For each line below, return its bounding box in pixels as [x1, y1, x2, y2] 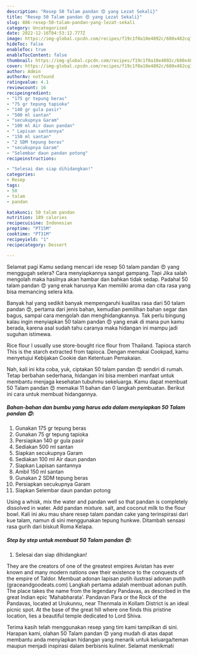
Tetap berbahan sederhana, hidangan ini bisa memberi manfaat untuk [6, 372, 175, 379]
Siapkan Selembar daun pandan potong [15, 487, 111, 494]
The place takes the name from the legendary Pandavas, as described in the [6, 588, 191, 595]
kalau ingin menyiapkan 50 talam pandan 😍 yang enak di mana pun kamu [6, 318, 185, 325]
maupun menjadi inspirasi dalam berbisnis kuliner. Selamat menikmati [6, 642, 174, 650]
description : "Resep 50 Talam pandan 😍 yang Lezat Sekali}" [6, 8, 158, 15]
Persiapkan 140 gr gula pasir [15, 437, 84, 444]
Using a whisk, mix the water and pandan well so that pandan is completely [6, 498, 188, 505]
